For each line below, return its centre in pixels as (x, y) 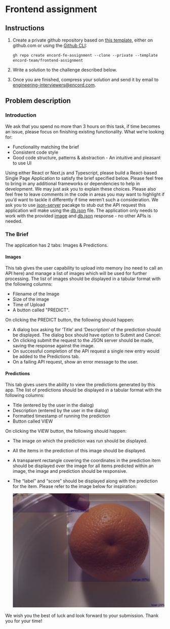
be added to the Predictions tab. (46, 356)
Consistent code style (35, 152)
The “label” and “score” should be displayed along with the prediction (85, 481)
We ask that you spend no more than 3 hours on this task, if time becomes (83, 126)
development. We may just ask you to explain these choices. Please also (81, 189)
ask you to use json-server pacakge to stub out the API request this (75, 205)
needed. (14, 221)
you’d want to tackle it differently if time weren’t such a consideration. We (82, 199)
